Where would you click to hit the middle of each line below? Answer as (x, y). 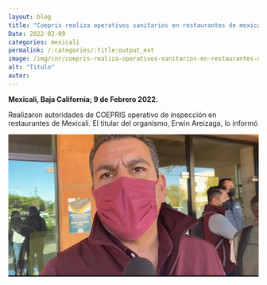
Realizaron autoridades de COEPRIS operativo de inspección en (112, 115)
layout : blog (30, 17)
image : (19, 59)
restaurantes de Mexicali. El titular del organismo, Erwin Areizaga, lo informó (133, 123)
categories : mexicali (44, 42)
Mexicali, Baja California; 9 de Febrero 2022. (83, 99)
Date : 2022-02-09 (37, 33)
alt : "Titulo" (32, 68)
